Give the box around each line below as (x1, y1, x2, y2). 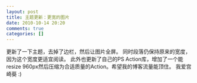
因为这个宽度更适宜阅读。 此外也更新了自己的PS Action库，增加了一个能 (6, 56, 184, 63)
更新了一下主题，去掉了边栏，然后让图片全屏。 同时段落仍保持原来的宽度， (6, 48, 191, 56)
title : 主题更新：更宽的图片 (6, 14, 70, 20)
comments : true (6, 25, 44, 32)
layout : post (6, 8, 39, 15)
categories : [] (6, 31, 44, 37)
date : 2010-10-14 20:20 (6, 20, 66, 26)
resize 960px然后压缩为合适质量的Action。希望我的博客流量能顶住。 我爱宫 (6, 63, 192, 70)
